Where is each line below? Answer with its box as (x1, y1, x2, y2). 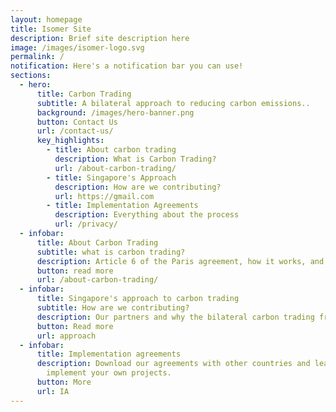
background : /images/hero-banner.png (36, 107, 195, 118)
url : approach (36, 331, 97, 341)
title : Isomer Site (10, 24, 92, 34)
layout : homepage (10, 14, 83, 25)
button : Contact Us (36, 117, 118, 127)
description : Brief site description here (10, 33, 190, 43)
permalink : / (10, 52, 65, 62)
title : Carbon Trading (36, 89, 132, 99)
